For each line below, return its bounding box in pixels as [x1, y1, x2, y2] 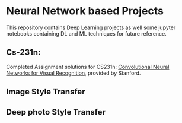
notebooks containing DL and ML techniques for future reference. [6, 30, 167, 37]
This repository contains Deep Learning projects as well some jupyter [6, 24, 176, 31]
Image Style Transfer [6, 87, 85, 97]
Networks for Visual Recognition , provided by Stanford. [6, 70, 141, 77]
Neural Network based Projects [6, 4, 164, 18]
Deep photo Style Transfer [6, 107, 106, 117]
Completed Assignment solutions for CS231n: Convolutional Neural [6, 63, 170, 70]
